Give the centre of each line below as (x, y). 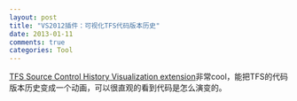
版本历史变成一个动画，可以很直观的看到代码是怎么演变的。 (118, 88)
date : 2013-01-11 (41, 34)
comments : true (37, 42)
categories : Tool (41, 50)
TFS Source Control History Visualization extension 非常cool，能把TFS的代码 (148, 77)
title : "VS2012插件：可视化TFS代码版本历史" (85, 26)
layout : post (33, 17)
